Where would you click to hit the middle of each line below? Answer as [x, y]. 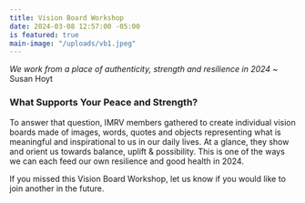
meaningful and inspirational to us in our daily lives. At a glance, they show [149, 141]
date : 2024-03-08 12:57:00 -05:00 [75, 26]
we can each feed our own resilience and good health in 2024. [127, 161]
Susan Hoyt [31, 79]
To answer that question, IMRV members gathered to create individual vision [152, 122]
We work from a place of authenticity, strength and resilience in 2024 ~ [144, 69]
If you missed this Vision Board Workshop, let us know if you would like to [148, 178]
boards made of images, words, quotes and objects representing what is [145, 132]
